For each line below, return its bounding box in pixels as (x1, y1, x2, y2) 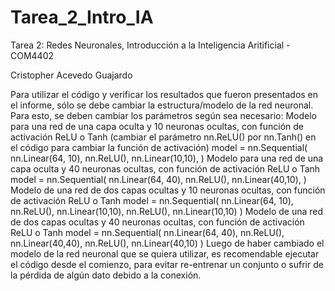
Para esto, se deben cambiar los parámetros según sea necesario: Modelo (10, 109, 317, 121)
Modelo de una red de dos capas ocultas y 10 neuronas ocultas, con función (10, 184, 326, 196)
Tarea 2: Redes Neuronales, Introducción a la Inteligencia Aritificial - (10, 39, 291, 51)
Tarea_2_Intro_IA (10, 6, 154, 29)
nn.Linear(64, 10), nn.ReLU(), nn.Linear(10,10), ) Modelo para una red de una (10, 152, 324, 164)
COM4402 (10, 49, 55, 61)
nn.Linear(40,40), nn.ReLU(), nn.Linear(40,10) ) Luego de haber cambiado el (10, 237, 325, 249)
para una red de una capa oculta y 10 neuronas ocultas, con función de (10, 120, 305, 132)
